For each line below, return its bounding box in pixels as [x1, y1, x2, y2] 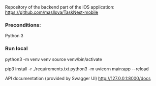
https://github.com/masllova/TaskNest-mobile [5, 9, 98, 15]
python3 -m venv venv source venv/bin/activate [5, 56, 102, 62]
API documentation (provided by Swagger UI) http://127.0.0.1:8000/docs [5, 75, 151, 81]
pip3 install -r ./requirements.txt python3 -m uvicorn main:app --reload [5, 66, 149, 72]
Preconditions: [5, 22, 41, 29]
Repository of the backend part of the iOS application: [5, 4, 115, 10]
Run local [5, 45, 28, 52]
